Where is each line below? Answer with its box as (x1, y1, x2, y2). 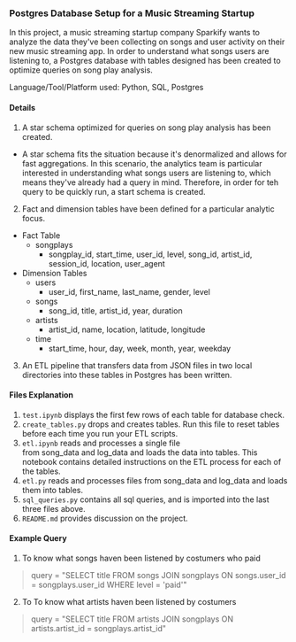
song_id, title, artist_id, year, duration (48, 305, 183, 316)
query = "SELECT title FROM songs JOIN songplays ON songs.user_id (30, 569, 286, 580)
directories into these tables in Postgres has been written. (21, 369, 232, 380)
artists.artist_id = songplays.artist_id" (30, 623, 166, 633)
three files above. (21, 503, 86, 514)
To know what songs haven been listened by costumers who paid (21, 553, 261, 563)
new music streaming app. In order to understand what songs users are (9, 46, 269, 57)
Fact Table (21, 229, 61, 241)
